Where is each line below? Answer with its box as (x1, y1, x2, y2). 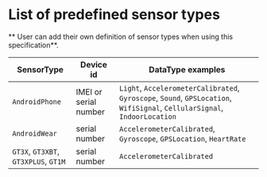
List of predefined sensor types (8, 6, 221, 24)
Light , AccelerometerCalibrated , (118, 82, 240, 93)
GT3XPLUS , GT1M (12, 156, 66, 167)
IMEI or (75, 86, 103, 97)
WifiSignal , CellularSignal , (118, 102, 224, 113)
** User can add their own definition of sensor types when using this (8, 32, 233, 41)
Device (80, 59, 107, 70)
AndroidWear (12, 129, 58, 138)
